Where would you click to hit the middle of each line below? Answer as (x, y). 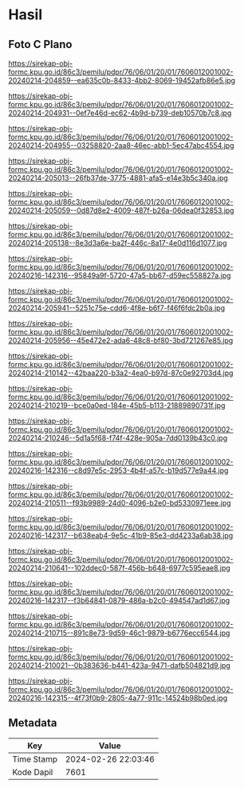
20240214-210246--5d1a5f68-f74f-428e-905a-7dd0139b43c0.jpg (118, 438)
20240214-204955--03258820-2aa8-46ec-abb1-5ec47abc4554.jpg (121, 145)
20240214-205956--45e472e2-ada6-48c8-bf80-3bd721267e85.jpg (121, 340)
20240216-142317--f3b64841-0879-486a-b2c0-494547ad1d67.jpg (119, 600)
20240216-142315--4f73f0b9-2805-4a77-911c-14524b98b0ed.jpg (118, 698)
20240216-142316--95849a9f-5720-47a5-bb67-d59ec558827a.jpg (120, 275)
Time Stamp (35, 759)
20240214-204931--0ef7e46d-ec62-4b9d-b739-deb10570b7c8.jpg (120, 113)
